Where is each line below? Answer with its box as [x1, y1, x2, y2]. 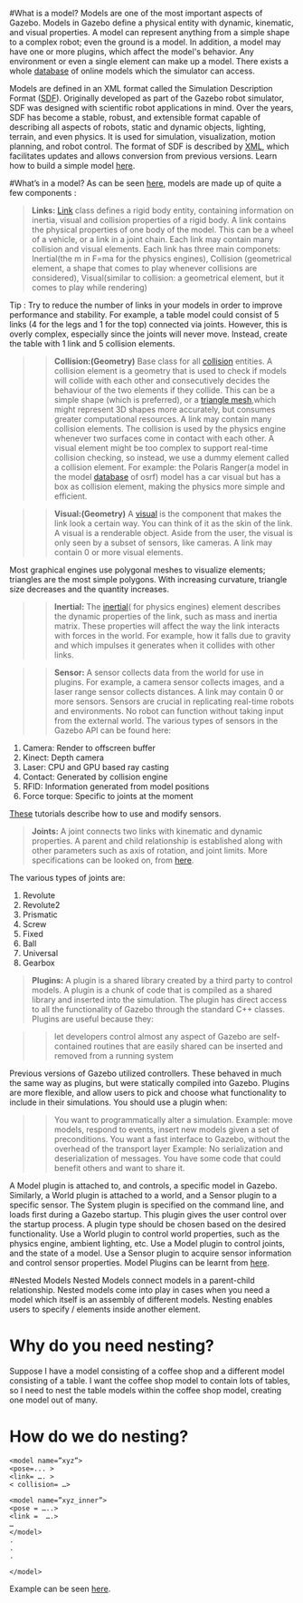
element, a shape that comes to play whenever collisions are [31, 263, 258, 273]
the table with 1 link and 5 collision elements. [9, 338, 175, 348]
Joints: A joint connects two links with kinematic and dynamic [31, 826, 263, 836]
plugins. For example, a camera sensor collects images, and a [53, 677, 285, 688]
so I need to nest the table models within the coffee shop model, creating [9, 1384, 282, 1395]
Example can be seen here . [9, 1583, 111, 1594]
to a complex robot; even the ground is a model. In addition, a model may [9, 36, 282, 47]
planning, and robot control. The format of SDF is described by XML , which [9, 141, 289, 152]
